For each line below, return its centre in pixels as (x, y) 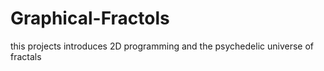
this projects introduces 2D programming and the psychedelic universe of (162, 46)
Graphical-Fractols (90, 18)
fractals (26, 56)
